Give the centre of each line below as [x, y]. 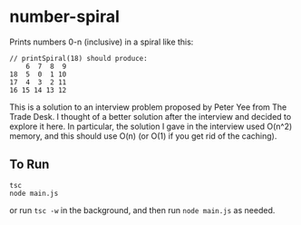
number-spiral [65, 17]
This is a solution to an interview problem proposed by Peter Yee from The [148, 107]
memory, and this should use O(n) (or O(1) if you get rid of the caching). [143, 136]
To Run [29, 165]
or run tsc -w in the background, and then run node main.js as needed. [142, 210]
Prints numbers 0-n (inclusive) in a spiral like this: [102, 42]
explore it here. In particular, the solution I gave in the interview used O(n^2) [151, 126]
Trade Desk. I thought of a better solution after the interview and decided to [150, 116]
